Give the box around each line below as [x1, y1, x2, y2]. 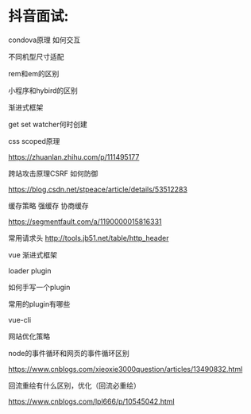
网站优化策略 [8, 331, 50, 341]
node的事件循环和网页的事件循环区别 [8, 348, 129, 358]
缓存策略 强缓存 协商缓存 [8, 200, 89, 211]
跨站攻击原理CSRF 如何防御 [8, 168, 98, 178]
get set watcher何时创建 [8, 119, 87, 129]
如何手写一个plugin [8, 282, 71, 292]
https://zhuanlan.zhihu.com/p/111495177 [8, 152, 140, 161]
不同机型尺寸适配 [8, 52, 64, 61]
